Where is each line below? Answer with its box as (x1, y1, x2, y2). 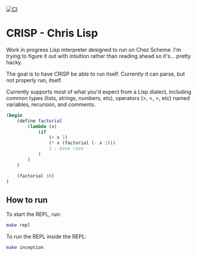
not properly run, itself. (6, 76, 62, 83)
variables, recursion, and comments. (6, 101, 96, 108)
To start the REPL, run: (6, 211, 61, 218)
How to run (6, 195, 48, 205)
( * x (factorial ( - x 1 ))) (48, 140, 116, 146)
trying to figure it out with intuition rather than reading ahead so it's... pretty (6, 52, 192, 60)
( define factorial (17, 118, 62, 124)
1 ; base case (48, 146, 84, 152)
